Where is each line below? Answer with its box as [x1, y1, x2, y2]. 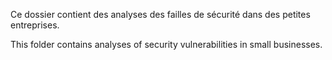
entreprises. [10, 19, 60, 31]
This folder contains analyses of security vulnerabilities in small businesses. [10, 39, 323, 50]
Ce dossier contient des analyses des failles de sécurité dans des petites [10, 9, 311, 20]
